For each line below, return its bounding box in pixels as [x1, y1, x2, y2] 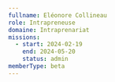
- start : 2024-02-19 [15, 41, 83, 48]
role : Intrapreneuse [8, 19, 76, 27]
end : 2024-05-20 [22, 48, 76, 55]
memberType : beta [8, 62, 65, 70]
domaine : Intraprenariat [8, 26, 90, 34]
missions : [8, 33, 41, 41]
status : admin [22, 55, 69, 63]
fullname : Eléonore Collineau [8, 11, 108, 20]
